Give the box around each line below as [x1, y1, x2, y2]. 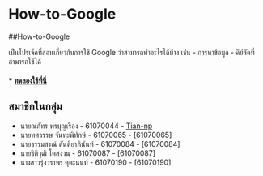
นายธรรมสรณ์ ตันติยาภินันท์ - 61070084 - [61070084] [19, 140, 180, 149]
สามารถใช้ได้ [8, 56, 42, 66]
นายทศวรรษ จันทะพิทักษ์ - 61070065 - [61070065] [19, 131, 172, 140]
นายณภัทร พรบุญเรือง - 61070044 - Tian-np [19, 121, 153, 131]
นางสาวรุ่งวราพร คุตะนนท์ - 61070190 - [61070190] [19, 157, 172, 167]
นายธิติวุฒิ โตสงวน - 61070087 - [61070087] [19, 148, 156, 158]
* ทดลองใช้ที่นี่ [8, 75, 47, 85]
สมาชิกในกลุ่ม [8, 99, 62, 114]
